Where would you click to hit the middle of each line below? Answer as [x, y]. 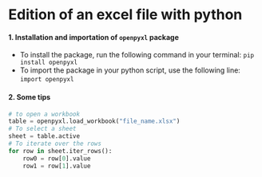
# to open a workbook [44, 114]
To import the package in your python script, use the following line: [130, 70]
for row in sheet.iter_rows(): [60, 151]
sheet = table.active [44, 136]
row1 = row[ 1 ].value [57, 166]
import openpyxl [47, 80]
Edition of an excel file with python [125, 15]
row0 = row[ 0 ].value [57, 158]
